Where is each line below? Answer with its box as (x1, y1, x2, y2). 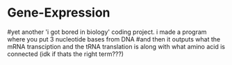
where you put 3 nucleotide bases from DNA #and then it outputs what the (7, 35, 221, 43)
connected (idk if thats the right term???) (7, 50, 124, 58)
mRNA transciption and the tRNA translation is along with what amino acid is (7, 42, 226, 50)
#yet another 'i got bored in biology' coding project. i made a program (7, 28, 207, 36)
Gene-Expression (7, 5, 110, 21)
